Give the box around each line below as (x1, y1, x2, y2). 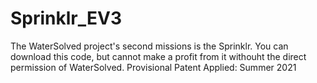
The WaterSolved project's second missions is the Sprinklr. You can (10, 40, 289, 52)
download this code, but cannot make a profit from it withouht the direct (10, 50, 307, 62)
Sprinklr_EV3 (10, 7, 123, 30)
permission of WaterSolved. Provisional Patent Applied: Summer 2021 (10, 61, 297, 73)
